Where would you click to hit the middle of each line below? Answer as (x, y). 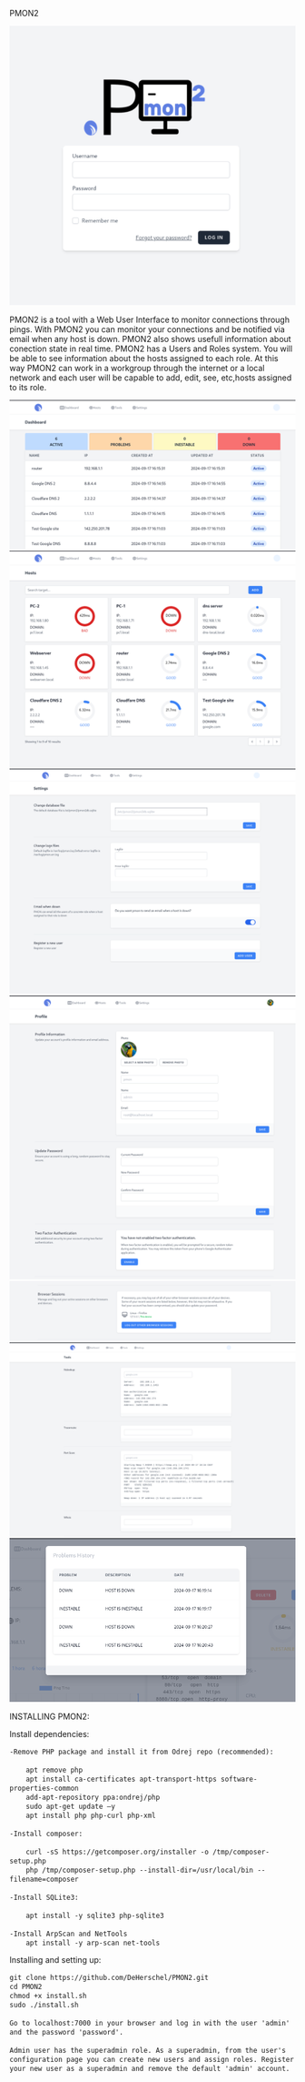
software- (239, 1779)
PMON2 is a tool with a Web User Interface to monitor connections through (150, 320)
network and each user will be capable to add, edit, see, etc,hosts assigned (151, 378)
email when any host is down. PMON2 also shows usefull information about (151, 339)
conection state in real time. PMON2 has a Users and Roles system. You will (151, 349)
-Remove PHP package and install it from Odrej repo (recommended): (142, 1752)
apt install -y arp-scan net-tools (93, 1943)
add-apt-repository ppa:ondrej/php (93, 1797)
